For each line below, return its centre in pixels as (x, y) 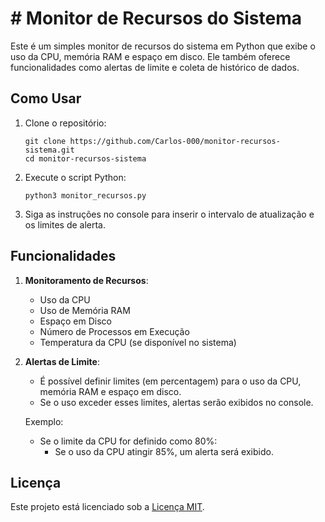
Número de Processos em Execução (114, 331)
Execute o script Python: (75, 177)
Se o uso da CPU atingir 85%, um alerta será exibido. (164, 451)
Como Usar (46, 98)
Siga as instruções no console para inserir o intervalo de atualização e (169, 214)
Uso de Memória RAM (85, 310)
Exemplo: (44, 421)
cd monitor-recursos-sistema (85, 158)
